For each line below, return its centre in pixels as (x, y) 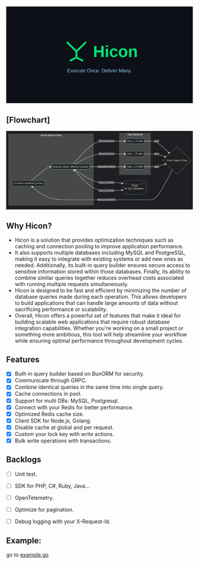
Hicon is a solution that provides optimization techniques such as (94, 240)
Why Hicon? (29, 226)
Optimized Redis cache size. (49, 414)
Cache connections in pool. (48, 394)
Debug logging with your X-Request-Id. (62, 521)
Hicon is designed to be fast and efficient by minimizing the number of (100, 290)
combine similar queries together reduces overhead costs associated (99, 278)
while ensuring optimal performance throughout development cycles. (99, 341)
